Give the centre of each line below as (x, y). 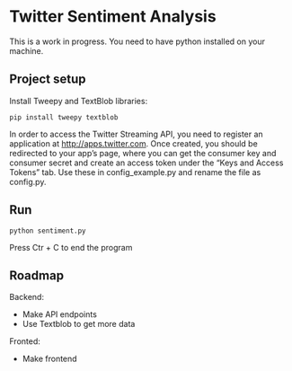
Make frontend (50, 359)
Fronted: (25, 341)
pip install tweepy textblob (64, 117)
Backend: (27, 297)
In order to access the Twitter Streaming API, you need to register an (136, 134)
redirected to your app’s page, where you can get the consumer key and (143, 153)
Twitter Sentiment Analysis (113, 17)
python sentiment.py (48, 231)
